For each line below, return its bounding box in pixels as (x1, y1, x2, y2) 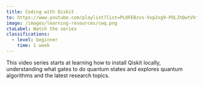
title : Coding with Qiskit (6, 8, 74, 15)
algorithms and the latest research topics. (6, 72, 110, 79)
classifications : (6, 31, 50, 37)
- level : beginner (11, 37, 59, 43)
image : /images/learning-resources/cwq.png (6, 20, 118, 26)
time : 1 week (17, 43, 50, 49)
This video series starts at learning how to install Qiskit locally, (6, 58, 161, 66)
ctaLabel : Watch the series (6, 25, 77, 32)
